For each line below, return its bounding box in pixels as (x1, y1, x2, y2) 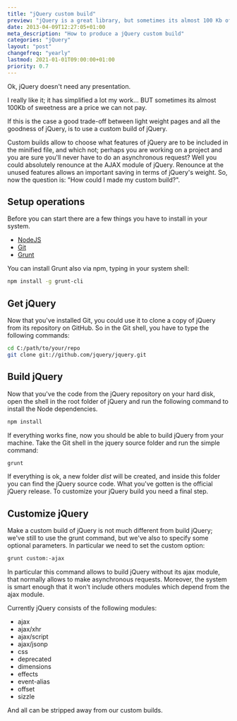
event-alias (17, 677, 51, 686)
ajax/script (17, 632, 49, 641)
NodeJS (17, 235, 42, 244)
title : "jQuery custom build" (7, 10, 97, 18)
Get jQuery (7, 297, 56, 309)
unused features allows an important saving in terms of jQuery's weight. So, (7, 168, 228, 176)
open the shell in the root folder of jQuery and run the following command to (7, 397, 229, 405)
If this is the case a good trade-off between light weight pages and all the (7, 117, 221, 125)
